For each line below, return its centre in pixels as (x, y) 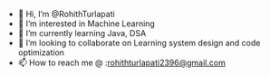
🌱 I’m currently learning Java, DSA (82, 33)
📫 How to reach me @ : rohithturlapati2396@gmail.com (122, 63)
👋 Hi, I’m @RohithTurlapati (66, 14)
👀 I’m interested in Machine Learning (87, 24)
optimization (41, 53)
